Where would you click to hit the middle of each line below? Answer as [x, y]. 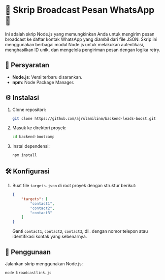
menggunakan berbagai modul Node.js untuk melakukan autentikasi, [75, 44]
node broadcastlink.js [28, 273]
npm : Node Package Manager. [43, 82]
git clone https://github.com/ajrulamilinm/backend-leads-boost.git [84, 118]
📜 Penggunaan [28, 252]
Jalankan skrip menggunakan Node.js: [44, 264]
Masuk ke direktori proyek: [39, 128]
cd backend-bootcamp [33, 137]
